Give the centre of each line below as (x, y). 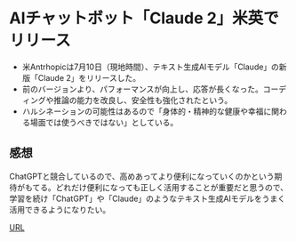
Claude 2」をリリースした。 (89, 77)
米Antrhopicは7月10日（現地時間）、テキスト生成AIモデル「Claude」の (151, 67)
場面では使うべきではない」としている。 (104, 122)
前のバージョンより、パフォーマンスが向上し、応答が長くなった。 (143, 89)
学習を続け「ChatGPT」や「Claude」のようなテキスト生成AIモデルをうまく (148, 198)
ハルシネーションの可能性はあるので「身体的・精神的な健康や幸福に (147, 111)
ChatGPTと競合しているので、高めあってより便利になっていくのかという (142, 176)
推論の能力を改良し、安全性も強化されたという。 (143, 100)
